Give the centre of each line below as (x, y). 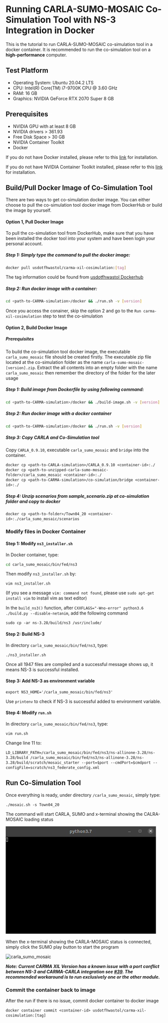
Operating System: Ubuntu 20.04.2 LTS (53, 82)
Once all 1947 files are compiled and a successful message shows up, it (80, 664)
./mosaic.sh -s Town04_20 (32, 805)
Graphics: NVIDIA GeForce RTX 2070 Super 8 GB (63, 98)
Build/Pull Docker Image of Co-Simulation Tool (79, 187)
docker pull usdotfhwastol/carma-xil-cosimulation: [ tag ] (66, 268)
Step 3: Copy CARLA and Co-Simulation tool (52, 437)
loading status (39, 819)
